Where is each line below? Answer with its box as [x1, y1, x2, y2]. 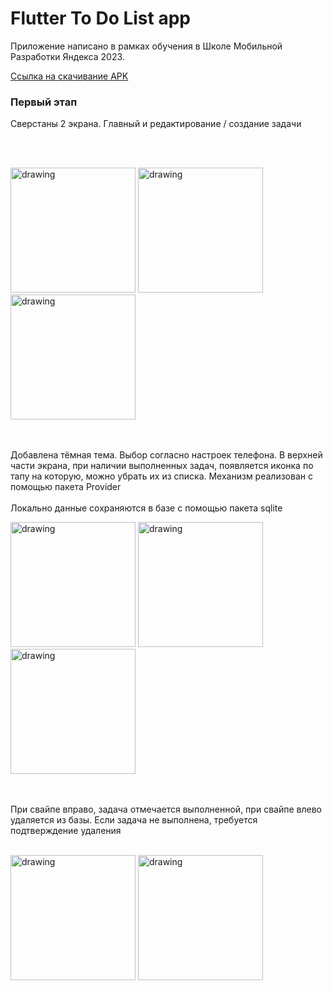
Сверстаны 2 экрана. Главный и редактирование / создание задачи [10, 118, 302, 130]
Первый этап [10, 95, 78, 109]
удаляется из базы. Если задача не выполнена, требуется [10, 814, 258, 826]
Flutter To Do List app [10, 7, 191, 30]
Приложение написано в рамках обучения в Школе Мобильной [10, 40, 283, 52]
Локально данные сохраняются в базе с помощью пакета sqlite [10, 502, 283, 514]
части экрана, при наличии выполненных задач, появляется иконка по [10, 460, 314, 472]
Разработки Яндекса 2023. [10, 50, 125, 62]
